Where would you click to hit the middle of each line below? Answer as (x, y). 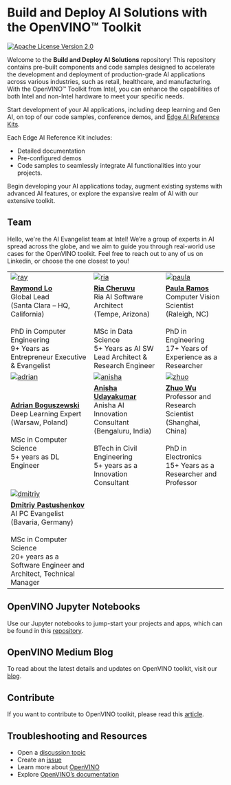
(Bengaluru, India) (123, 431)
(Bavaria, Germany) (42, 522)
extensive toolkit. (31, 200)
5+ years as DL (35, 457)
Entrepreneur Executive (48, 357)
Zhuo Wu (181, 388)
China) (176, 431)
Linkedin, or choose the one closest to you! (68, 261)
